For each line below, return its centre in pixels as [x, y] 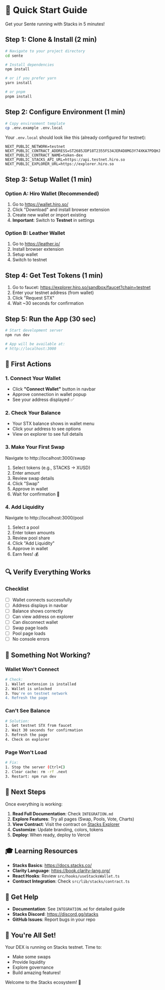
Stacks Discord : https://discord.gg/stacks [55, 914]
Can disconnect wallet [35, 622]
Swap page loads [30, 628]
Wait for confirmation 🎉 [36, 494]
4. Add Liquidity [25, 507]
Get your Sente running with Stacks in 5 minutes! [55, 24]
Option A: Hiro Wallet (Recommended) [52, 194]
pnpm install [19, 97]
